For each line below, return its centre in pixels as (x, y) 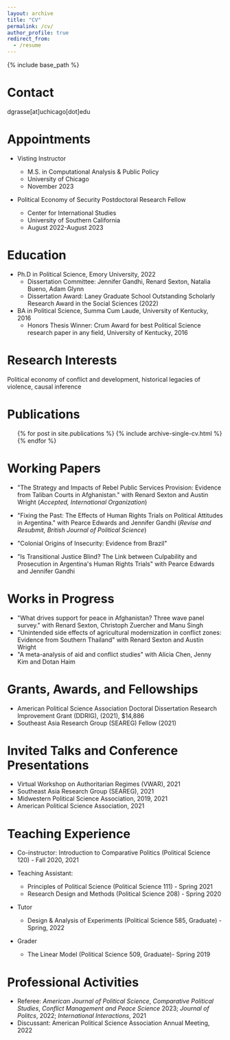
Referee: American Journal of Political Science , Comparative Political (115, 1001)
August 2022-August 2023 (65, 227)
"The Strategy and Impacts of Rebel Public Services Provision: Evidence (119, 487)
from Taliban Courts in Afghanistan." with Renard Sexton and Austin (113, 494)
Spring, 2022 (46, 928)
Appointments (49, 140)
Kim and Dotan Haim (46, 661)
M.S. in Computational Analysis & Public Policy (93, 172)
